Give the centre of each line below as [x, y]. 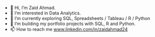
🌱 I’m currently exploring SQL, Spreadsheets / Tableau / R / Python [80, 18]
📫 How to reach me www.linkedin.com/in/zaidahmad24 [69, 29]
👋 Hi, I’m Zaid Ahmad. [33, 8]
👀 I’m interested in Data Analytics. [45, 13]
